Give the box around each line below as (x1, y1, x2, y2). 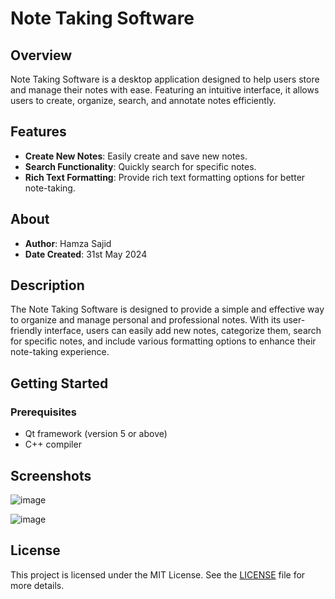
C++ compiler (24, 438, 82, 451)
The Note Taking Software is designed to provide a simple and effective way (10, 303, 325, 316)
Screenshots (10, 467, 92, 484)
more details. (10, 579, 65, 591)
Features (10, 123, 67, 141)
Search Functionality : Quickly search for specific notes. (24, 160, 257, 172)
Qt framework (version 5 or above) (24, 428, 168, 440)
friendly (10, 325, 43, 337)
